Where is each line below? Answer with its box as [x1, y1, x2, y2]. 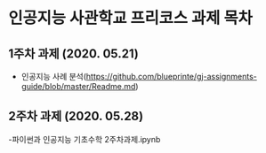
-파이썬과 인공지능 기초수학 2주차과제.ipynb [8, 134, 161, 144]
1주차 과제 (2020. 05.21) [8, 46, 140, 61]
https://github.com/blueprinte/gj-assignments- [85, 72, 257, 81]
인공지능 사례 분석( [20, 72, 86, 81]
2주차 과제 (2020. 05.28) [8, 109, 144, 124]
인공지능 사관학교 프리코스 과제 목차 [8, 8, 253, 28]
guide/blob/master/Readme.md [20, 81, 136, 91]
